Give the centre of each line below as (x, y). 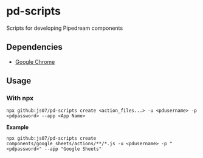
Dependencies (34, 47)
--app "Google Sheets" (73, 149)
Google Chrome (35, 61)
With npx (20, 98)
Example (18, 127)
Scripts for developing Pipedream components (65, 28)
